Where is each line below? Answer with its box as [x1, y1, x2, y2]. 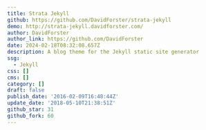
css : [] [7, 67, 30, 74]
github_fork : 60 [7, 112, 54, 119]
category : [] [7, 80, 45, 87]
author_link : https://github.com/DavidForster [7, 36, 144, 43]
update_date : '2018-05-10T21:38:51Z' [7, 100, 116, 107]
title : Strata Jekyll [7, 10, 70, 17]
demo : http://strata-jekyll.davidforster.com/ [7, 23, 144, 30]
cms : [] [7, 74, 30, 81]
